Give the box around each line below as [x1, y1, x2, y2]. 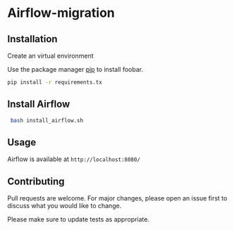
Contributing [7, 175, 65, 187]
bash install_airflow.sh [10, 117, 83, 124]
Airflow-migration [7, 5, 115, 21]
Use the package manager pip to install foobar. [7, 65, 143, 73]
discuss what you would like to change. [7, 202, 122, 210]
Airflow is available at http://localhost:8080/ [7, 155, 141, 163]
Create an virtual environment [7, 51, 94, 60]
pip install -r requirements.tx [7, 79, 102, 86]
